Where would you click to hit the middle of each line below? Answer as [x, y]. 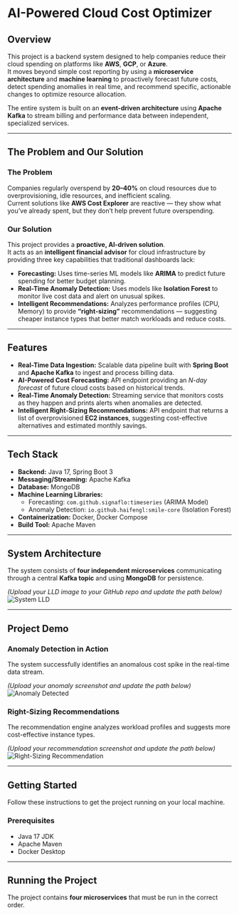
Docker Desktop [41, 851]
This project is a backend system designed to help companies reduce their [117, 56]
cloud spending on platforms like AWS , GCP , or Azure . [88, 64]
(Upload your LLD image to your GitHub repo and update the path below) [115, 592]
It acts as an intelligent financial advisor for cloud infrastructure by [107, 252]
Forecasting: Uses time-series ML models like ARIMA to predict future [121, 273]
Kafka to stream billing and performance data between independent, [108, 116]
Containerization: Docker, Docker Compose [83, 517]
